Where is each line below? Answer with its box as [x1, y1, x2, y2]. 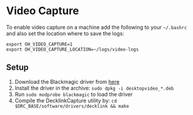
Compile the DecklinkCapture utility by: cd [14, 97, 117, 104]
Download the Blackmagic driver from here [14, 78, 120, 85]
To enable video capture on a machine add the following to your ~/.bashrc [6, 24, 188, 31]
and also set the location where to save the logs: [6, 29, 124, 37]
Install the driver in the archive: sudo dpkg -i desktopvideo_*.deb [14, 84, 174, 91]
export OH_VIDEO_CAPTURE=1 [6, 41, 73, 47]
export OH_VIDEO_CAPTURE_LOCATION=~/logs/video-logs [6, 46, 139, 52]
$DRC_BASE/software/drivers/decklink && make [14, 103, 129, 109]
